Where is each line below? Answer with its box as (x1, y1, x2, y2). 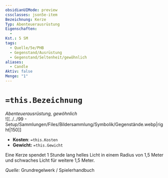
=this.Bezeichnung (5, 96, 82, 105)
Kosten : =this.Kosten (12, 136, 58, 142)
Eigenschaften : (5, 26, 37, 32)
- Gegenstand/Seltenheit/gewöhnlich (10, 54, 87, 60)
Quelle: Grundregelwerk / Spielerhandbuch (5, 167, 95, 173)
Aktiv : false (5, 69, 33, 74)
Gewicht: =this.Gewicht (12, 142, 63, 148)
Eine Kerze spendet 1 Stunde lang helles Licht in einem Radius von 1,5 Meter (5, 152, 163, 158)
